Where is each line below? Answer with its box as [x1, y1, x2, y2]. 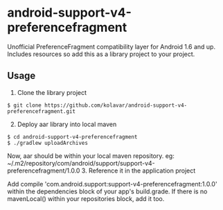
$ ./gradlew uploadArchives [7, 139, 89, 146]
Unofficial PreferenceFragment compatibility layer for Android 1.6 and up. [7, 42, 216, 51]
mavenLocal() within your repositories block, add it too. [7, 194, 165, 202]
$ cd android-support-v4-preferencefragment [7, 133, 138, 140]
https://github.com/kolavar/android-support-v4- [44, 102, 188, 109]
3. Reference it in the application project [81, 166, 196, 175]
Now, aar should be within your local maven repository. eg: [7, 151, 175, 160]
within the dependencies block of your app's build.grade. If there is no [7, 187, 208, 195]
